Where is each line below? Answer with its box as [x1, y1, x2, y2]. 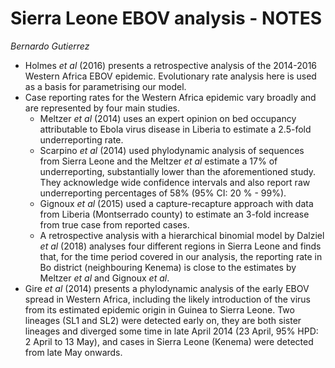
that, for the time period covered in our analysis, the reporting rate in [39, 250, 323, 262]
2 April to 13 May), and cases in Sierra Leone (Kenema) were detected [24, 335, 314, 347]
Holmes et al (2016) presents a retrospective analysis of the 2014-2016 [24, 59, 318, 71]
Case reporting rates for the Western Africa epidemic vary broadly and [24, 91, 317, 103]
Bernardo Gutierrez [10, 40, 90, 52]
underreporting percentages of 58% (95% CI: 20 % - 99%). [39, 187, 287, 199]
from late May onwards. [24, 346, 123, 358]
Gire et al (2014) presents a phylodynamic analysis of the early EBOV [24, 282, 310, 294]
